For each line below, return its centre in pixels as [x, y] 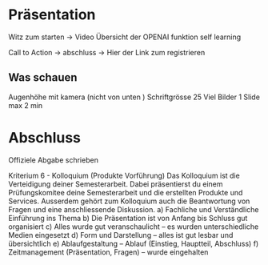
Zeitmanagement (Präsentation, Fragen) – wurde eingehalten [108, 252]
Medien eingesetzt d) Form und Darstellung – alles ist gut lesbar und [121, 235]
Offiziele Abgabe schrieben [53, 160]
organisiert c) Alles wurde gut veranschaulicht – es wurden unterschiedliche [134, 227]
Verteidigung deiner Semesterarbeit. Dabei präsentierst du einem [116, 184]
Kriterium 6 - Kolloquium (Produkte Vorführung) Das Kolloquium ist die [124, 175]
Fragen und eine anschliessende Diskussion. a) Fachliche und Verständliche [134, 209]
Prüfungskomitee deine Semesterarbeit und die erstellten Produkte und [126, 192]
